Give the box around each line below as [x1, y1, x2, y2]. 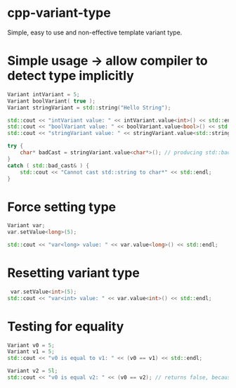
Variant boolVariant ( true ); [7, 97, 96, 105]
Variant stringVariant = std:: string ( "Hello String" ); [7, 104, 171, 111]
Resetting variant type [7, 265, 140, 281]
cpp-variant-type [7, 5, 111, 21]
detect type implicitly [7, 68, 135, 84]
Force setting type [7, 199, 117, 215]
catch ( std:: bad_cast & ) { [7, 162, 90, 169]
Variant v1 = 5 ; [7, 348, 55, 356]
